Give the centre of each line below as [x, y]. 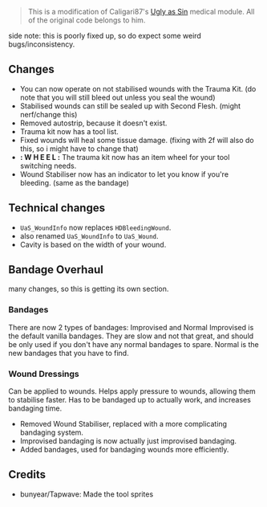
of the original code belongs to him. [87, 20]
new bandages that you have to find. [69, 353]
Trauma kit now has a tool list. [69, 131]
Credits [27, 474]
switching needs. [48, 166]
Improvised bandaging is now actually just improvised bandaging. [128, 441]
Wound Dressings [44, 374]
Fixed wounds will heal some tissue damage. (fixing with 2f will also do [137, 140]
